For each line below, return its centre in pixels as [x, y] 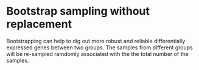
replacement [39, 24]
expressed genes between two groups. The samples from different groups [100, 47]
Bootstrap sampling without [78, 11]
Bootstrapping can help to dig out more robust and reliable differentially [96, 41]
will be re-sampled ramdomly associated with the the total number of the [97, 54]
